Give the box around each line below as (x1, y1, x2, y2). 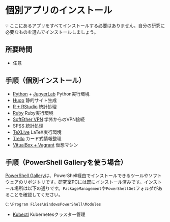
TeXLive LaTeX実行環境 (12, 129, 62, 135)
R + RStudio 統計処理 (12, 103, 57, 110)
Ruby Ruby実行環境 (12, 110, 53, 116)
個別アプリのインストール (5, 5, 112, 16)
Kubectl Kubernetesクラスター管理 (12, 211, 86, 217)
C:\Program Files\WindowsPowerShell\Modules (5, 202, 101, 207)
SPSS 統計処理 (12, 122, 44, 129)
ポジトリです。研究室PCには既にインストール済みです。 (27, 179, 145, 185)
